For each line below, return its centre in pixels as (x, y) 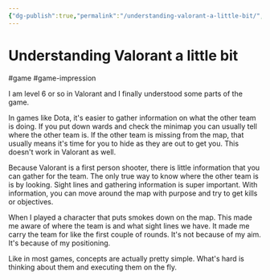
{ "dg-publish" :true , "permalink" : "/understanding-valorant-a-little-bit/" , (136, 16)
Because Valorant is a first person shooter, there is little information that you (134, 167)
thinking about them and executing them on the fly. (92, 267)
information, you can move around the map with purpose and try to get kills (133, 193)
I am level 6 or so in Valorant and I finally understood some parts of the (126, 93)
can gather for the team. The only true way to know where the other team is (134, 176)
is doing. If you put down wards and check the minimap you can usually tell (133, 126)
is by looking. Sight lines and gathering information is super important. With (133, 184)
